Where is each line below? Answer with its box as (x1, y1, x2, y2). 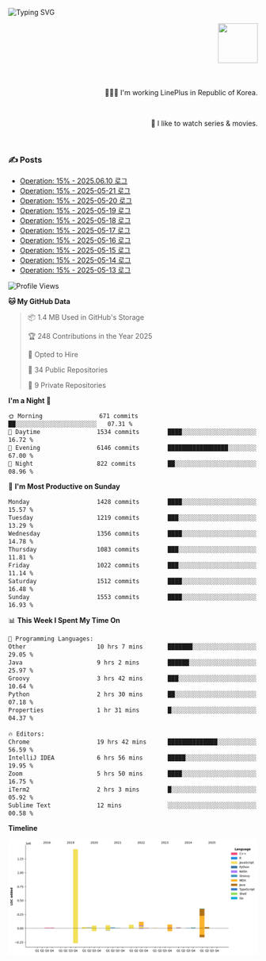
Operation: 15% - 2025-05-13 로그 (19, 266, 131, 275)
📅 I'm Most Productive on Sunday (8, 482, 120, 491)
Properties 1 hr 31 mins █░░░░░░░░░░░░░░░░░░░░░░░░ (8, 706, 257, 714)
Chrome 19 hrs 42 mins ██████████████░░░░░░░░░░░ (8, 738, 257, 746)
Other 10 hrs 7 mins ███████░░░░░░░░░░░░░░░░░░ (8, 643, 257, 651)
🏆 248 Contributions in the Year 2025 (27, 332, 153, 341)
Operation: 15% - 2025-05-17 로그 (19, 226, 131, 236)
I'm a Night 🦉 (8, 396, 51, 406)
